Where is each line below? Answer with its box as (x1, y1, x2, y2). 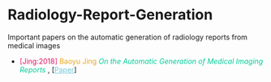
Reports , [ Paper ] (19, 64, 77, 74)
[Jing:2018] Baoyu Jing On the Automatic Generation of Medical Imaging (19, 56, 264, 66)
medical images (7, 40, 61, 50)
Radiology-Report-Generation (7, 6, 213, 24)
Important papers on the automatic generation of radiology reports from (7, 32, 248, 42)
